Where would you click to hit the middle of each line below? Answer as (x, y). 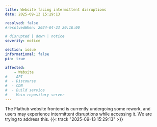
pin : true (15, 59)
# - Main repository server (35, 95)
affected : (15, 67)
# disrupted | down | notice (35, 36)
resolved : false (22, 23)
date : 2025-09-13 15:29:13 (33, 14)
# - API (14, 77)
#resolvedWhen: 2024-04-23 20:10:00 (42, 27)
